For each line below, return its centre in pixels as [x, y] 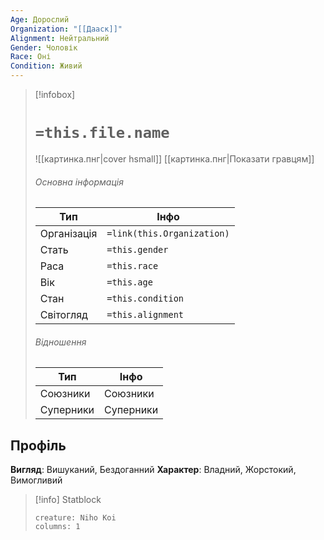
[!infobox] [55, 94]
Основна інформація [79, 182]
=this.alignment [145, 315]
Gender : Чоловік [44, 47]
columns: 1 [57, 527]
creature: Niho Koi [75, 518]
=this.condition [145, 299]
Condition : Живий [46, 66]
